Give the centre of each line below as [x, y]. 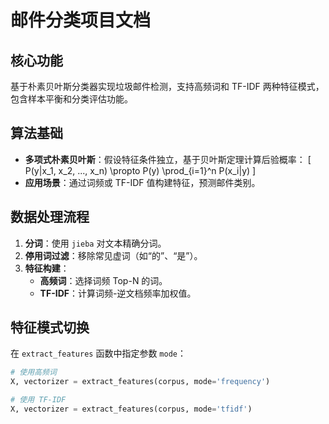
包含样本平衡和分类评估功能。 [71, 99]
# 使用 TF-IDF [38, 400]
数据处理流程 [50, 217]
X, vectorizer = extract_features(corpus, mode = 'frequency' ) [140, 382]
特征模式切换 [50, 327]
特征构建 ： [47, 268]
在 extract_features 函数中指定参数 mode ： [98, 353]
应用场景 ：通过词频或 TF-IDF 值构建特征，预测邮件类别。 [142, 182]
